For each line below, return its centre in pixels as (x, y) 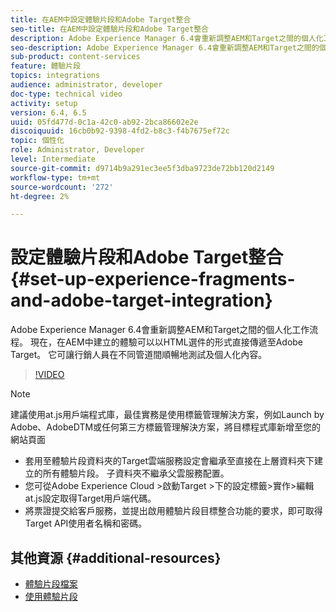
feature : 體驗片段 (46, 66)
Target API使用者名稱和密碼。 (86, 523)
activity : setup (44, 103)
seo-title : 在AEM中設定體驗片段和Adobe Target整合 (109, 29)
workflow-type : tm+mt (55, 177)
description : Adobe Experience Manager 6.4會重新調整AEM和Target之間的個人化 (167, 38)
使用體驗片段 (51, 596)
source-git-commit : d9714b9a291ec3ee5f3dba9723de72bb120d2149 (142, 168)
